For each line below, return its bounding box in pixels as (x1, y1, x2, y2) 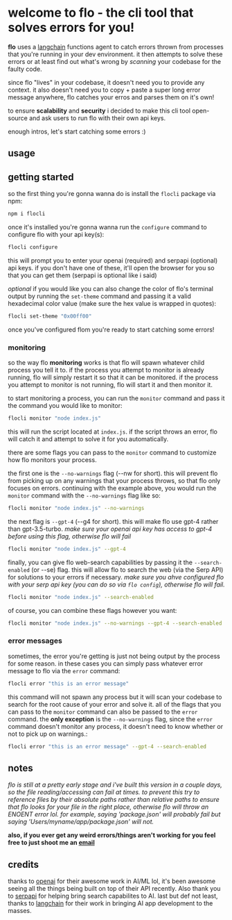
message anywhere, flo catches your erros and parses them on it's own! (8, 92, 215, 101)
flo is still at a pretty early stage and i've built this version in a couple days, (8, 780, 222, 789)
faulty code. (8, 65, 42, 73)
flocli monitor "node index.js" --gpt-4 (8, 545, 127, 552)
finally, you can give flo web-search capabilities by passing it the (8, 558, 193, 566)
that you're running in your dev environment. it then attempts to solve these (8, 50, 223, 58)
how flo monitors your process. (8, 455, 97, 463)
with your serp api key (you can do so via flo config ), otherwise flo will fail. (8, 580, 226, 589)
